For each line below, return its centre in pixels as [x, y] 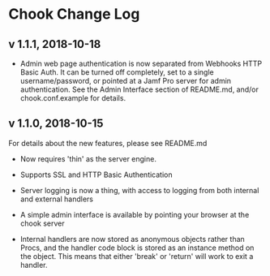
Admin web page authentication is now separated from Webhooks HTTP [141, 63]
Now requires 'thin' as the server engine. [88, 158]
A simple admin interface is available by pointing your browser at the [135, 214]
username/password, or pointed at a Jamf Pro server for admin [126, 81]
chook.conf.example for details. [73, 98]
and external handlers [56, 199]
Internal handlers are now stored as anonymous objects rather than [132, 239]
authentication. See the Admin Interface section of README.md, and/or [139, 89]
